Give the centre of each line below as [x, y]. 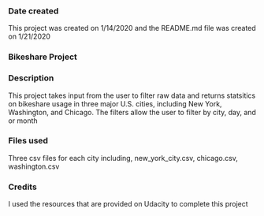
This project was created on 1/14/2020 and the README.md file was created [132, 28]
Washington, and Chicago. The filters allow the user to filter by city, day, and [132, 112]
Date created [33, 11]
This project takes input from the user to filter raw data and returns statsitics [132, 95]
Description [31, 78]
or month [23, 121]
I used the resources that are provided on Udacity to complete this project [128, 204]
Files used [28, 141]
